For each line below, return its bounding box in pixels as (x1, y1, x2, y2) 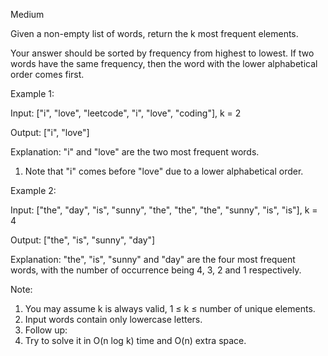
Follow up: (24, 324, 68, 336)
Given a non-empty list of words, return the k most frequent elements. (10, 28, 299, 39)
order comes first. (10, 69, 85, 80)
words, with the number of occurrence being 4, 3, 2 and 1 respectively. (10, 264, 302, 276)
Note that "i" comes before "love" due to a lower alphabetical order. (24, 165, 304, 177)
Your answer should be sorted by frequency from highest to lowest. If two (10, 47, 315, 59)
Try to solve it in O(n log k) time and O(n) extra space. (24, 335, 247, 346)
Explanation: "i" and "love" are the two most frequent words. (10, 146, 260, 158)
